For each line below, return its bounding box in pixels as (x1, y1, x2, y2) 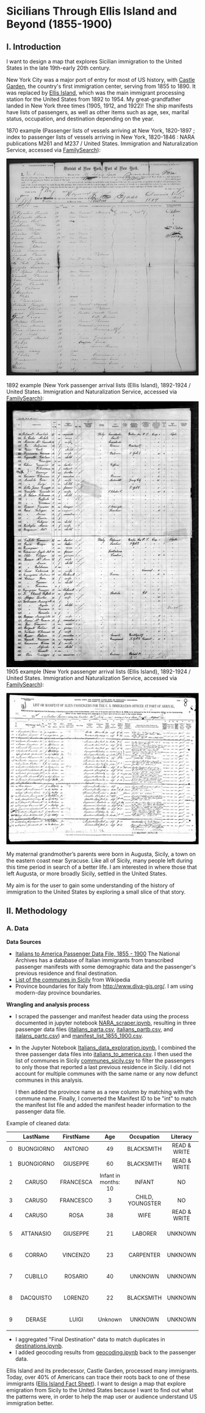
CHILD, (135, 1193, 154, 1201)
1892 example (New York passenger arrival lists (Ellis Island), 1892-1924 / (6, 381, 191, 389)
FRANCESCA (60, 1178, 93, 1186)
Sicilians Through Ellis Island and (6, 4, 177, 18)
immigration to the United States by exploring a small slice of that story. (6, 888, 186, 896)
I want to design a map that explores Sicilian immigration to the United (6, 58, 182, 65)
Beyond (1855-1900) (6, 17, 113, 31)
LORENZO (63, 1294, 89, 1302)
